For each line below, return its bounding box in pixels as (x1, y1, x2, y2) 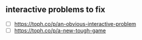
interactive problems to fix (5, 5, 105, 15)
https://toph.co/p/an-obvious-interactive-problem (14, 20, 137, 27)
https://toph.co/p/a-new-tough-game (14, 26, 106, 34)
